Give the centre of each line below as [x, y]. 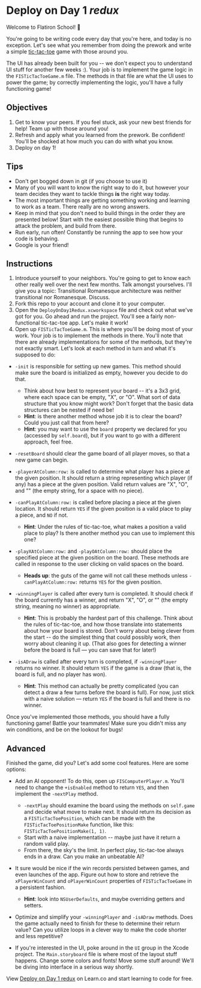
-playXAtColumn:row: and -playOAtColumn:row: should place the [93, 551]
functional [27, 323]
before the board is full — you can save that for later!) [90, 650]
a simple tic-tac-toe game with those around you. [67, 51]
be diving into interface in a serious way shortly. [74, 967]
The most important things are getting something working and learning [102, 200]
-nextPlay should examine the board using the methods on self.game [109, 805]
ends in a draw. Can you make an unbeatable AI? [84, 856]
